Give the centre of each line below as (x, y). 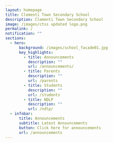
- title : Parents (42, 71)
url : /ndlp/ (40, 109)
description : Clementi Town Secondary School (54, 19)
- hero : (18, 43)
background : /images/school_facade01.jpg (63, 48)
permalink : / (19, 29)
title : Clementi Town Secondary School (48, 15)
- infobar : (21, 114)
